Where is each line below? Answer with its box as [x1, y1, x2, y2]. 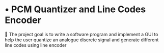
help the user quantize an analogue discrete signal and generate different [5, 37, 159, 43]
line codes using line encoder [5, 42, 67, 48]
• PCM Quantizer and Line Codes [5, 4, 146, 15]
